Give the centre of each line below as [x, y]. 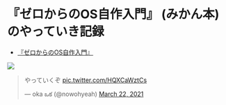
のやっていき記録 [56, 32]
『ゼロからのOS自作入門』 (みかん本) [113, 14]
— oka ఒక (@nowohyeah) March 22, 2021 [84, 94]
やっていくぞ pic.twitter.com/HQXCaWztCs [86, 80]
